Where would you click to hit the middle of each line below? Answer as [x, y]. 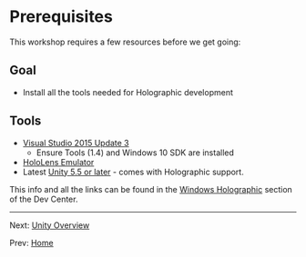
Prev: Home [31, 242]
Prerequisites [61, 17]
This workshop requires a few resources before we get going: [125, 42]
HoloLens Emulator [58, 162]
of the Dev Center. [44, 199]
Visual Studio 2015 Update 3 [76, 143]
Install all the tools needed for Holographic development [128, 92]
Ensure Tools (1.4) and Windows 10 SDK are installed [135, 153]
